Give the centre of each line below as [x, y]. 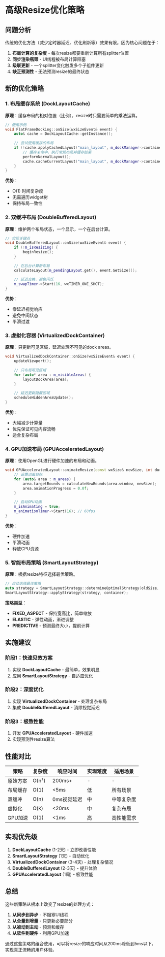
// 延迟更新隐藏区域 [32, 393]
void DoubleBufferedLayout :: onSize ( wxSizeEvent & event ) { [66, 243]
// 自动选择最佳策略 [23, 584]
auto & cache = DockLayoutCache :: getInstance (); [63, 134]
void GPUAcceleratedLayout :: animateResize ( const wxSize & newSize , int [79, 470]
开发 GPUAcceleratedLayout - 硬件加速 [52, 733]
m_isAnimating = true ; [37, 507]
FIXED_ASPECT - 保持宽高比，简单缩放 [52, 613]
